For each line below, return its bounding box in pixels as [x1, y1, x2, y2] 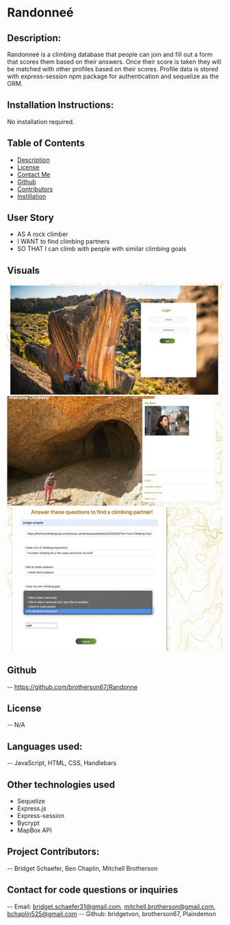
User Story [7, 212, 54, 224]
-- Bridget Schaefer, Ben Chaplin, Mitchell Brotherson [7, 864, 158, 872]
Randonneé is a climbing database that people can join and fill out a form [7, 50, 214, 58]
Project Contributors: [7, 846, 100, 858]
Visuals [7, 264, 40, 276]
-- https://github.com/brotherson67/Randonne [7, 683, 138, 691]
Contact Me [16, 170, 51, 178]
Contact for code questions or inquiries [7, 884, 179, 896]
